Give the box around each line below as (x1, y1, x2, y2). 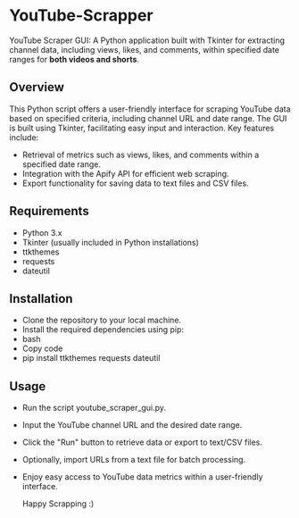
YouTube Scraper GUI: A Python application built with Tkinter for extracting (9, 35, 286, 46)
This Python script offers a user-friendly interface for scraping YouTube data (9, 104, 291, 114)
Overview (9, 79, 65, 95)
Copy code (21, 343, 63, 354)
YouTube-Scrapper (9, 5, 154, 26)
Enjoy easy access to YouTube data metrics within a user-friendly (21, 472, 263, 482)
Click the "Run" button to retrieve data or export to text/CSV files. (21, 437, 263, 447)
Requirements (9, 204, 89, 219)
